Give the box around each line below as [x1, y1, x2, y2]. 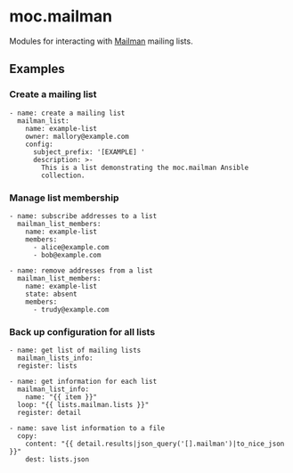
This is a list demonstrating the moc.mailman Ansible [41, 163, 249, 172]
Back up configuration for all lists [9, 325, 156, 338]
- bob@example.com [32, 250, 102, 259]
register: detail [17, 408, 82, 418]
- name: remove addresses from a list [9, 265, 153, 275]
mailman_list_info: [17, 385, 90, 394]
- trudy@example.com [32, 305, 110, 314]
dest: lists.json [25, 455, 90, 464]
